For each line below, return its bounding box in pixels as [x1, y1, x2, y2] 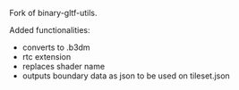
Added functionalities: [9, 25, 91, 35]
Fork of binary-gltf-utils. [9, 8, 98, 18]
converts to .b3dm [21, 42, 91, 53]
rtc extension [21, 52, 72, 61]
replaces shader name [21, 61, 106, 71]
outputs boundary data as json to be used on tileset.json [21, 70, 230, 81]
